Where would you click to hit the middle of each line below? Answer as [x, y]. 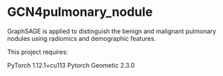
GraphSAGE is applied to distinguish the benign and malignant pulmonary [112, 31]
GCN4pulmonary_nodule [80, 12]
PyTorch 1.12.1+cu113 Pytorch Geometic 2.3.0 [71, 65]
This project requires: [38, 52]
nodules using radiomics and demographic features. [82, 38]
